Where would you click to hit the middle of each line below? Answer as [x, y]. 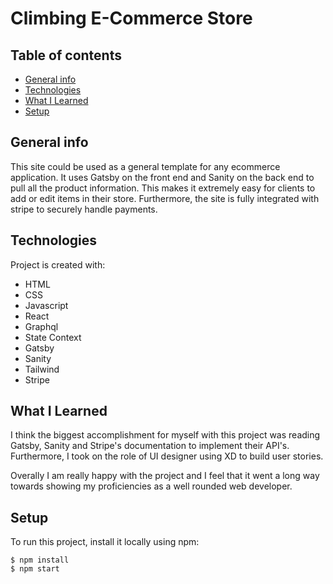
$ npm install [40, 560]
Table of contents [66, 55]
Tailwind [42, 369]
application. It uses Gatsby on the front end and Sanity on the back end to [162, 177]
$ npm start [35, 569]
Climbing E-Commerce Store [131, 18]
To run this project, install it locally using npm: [105, 542]
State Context [53, 337]
